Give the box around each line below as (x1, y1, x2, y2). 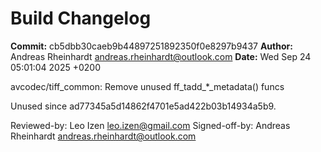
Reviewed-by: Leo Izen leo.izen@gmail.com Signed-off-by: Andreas (10, 119, 291, 131)
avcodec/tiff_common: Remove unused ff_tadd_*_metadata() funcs (10, 80, 285, 92)
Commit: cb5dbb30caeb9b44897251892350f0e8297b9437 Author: (10, 40, 293, 52)
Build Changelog (10, 7, 152, 30)
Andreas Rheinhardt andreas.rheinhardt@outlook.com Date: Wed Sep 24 (10, 50, 312, 62)
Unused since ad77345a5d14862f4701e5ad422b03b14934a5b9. (10, 100, 277, 112)
